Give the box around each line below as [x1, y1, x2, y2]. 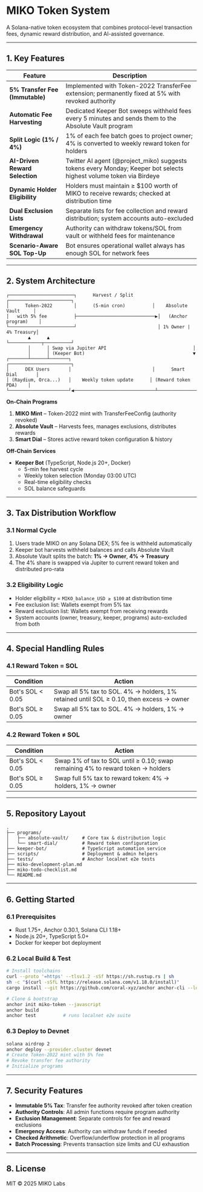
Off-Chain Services [6, 447, 56, 454]
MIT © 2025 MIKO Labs [6, 1179, 65, 1187]
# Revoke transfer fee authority [6, 1058, 91, 1064]
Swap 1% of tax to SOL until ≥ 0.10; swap [54, 757, 174, 765]
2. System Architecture [6, 276, 95, 286]
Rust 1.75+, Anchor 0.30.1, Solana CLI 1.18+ [14, 926, 122, 933]
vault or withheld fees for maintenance [65, 231, 175, 240]
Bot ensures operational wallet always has [65, 241, 185, 250]
